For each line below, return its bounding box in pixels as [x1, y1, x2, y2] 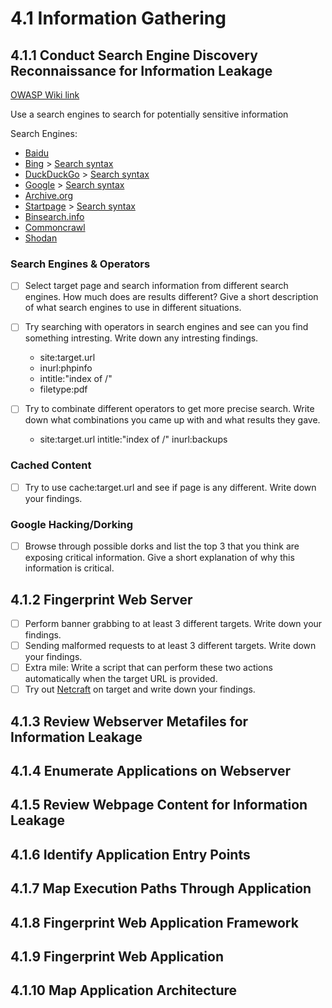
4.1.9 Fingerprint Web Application [10, 948, 224, 965]
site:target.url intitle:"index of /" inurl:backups [39, 433, 228, 446]
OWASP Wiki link [10, 89, 80, 101]
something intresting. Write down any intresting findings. [24, 332, 259, 344]
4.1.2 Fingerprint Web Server [10, 591, 193, 608]
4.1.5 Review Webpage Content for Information [10, 797, 308, 814]
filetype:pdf [39, 383, 88, 396]
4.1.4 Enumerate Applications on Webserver [10, 763, 292, 780]
